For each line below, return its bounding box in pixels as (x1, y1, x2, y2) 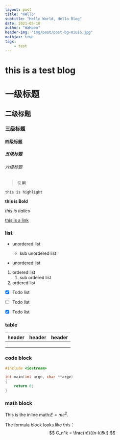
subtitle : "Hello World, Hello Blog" (5, 16, 82, 21)
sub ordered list (19, 274, 51, 280)
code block (5, 355, 32, 362)
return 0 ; (14, 384, 34, 389)
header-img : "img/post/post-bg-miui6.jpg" (5, 30, 93, 35)
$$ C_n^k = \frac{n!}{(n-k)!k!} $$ (49, 430, 116, 436)
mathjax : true (5, 35, 34, 40)
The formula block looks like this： (5, 422, 75, 428)
